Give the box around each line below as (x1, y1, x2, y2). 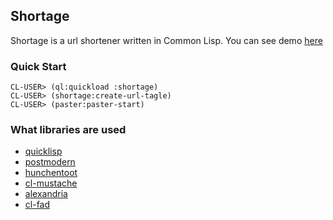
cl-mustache (24, 177, 78, 189)
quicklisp (24, 145, 63, 158)
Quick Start (10, 59, 67, 73)
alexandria (24, 188, 68, 200)
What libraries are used (10, 123, 127, 137)
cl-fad (24, 199, 51, 211)
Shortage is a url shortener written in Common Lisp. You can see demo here (10, 34, 323, 46)
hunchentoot (24, 167, 78, 179)
